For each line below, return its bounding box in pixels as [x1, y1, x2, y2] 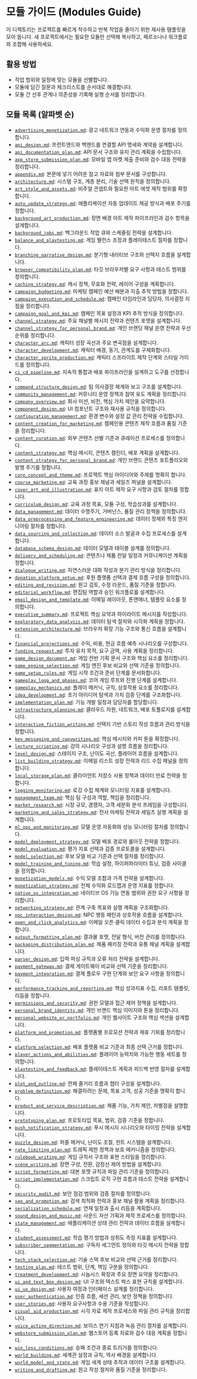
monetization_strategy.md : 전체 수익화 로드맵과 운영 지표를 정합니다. [14, 881, 175, 889]
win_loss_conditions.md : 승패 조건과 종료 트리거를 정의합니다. [14, 1344, 159, 1351]
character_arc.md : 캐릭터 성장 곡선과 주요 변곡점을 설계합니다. [14, 339, 158, 346]
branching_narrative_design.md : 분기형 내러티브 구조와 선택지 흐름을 [14, 251, 176, 258]
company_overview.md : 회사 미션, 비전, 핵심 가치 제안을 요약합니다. [14, 397, 166, 405]
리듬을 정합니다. [14, 992, 51, 999]
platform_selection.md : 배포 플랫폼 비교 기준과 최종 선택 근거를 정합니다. [14, 1043, 184, 1050]
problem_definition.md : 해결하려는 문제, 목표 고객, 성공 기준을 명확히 [14, 1087, 175, 1094]
